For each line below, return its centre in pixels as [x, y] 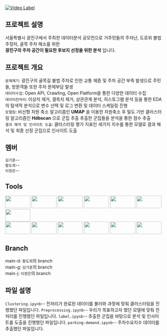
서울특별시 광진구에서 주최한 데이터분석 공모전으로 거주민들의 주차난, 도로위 [79, 37]
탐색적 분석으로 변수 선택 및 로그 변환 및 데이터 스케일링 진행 [69, 105]
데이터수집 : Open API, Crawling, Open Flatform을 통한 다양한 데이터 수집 [76, 93]
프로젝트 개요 [24, 67]
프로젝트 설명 [24, 25]
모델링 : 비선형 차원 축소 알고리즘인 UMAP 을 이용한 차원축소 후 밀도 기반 [75, 111]
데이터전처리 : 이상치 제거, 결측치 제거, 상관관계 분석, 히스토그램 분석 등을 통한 [78, 99]
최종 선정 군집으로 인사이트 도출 [46, 130]
